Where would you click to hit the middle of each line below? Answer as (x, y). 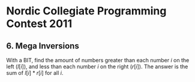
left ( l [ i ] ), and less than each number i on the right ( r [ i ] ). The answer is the (97, 66)
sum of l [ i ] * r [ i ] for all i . (35, 73)
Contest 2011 (39, 24)
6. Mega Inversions (43, 46)
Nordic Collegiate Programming (86, 11)
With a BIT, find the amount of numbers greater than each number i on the (98, 60)
